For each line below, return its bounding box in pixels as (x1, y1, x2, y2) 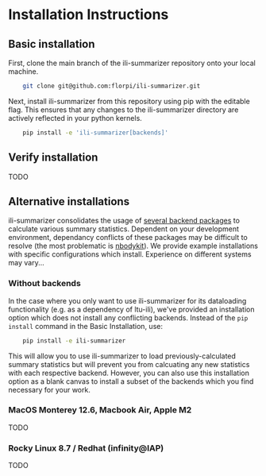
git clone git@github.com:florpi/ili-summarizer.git (22, 82, 201, 90)
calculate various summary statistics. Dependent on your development (8, 224, 240, 234)
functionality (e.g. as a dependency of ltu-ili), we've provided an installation (8, 304, 255, 314)
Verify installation (8, 151, 98, 164)
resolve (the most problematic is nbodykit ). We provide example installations (8, 241, 258, 251)
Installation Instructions (8, 6, 169, 24)
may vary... (8, 258, 45, 268)
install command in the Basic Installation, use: (8, 321, 163, 331)
